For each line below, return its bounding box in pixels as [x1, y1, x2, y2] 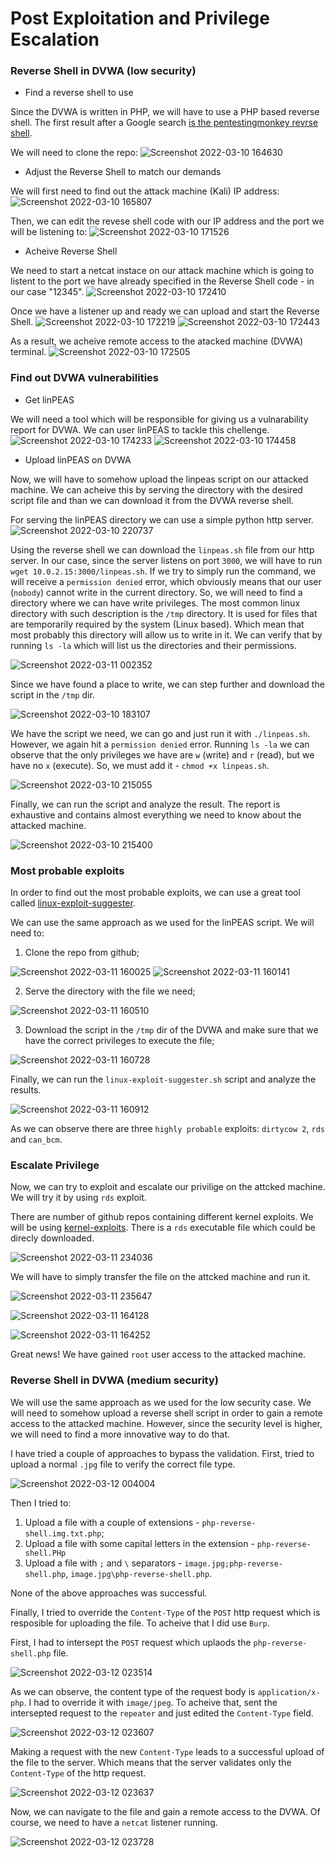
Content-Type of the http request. [10, 1767, 147, 1779]
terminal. [10, 346, 47, 358]
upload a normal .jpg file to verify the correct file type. [10, 1458, 236, 1470]
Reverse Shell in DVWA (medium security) [10, 1373, 219, 1387]
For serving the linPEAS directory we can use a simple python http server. [10, 513, 314, 526]
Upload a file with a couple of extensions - [24, 1516, 200, 1528]
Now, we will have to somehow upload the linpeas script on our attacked [10, 473, 309, 485]
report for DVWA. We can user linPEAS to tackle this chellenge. [10, 423, 270, 436]
